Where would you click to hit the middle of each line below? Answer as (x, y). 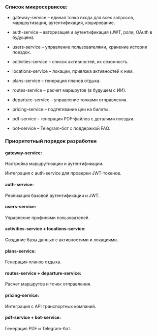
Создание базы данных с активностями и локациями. (62, 240)
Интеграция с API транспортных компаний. (51, 306)
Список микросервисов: (36, 7)
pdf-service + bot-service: (33, 317)
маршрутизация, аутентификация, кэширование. (63, 23)
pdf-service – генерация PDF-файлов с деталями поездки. (73, 119)
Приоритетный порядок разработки (51, 141)
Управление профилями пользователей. (47, 218)
